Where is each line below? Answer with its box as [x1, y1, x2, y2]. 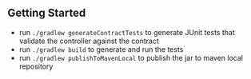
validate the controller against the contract [18, 36, 159, 45]
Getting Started [7, 6, 86, 20]
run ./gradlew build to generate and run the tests [18, 44, 184, 54]
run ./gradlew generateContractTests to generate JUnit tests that [18, 27, 235, 37]
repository [18, 61, 54, 71]
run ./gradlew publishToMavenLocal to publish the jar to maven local [18, 53, 243, 62]
